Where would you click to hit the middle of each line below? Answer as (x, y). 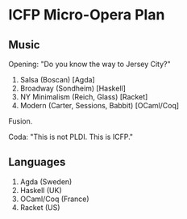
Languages (37, 162)
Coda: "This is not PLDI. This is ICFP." (71, 137)
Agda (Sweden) (46, 181)
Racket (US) (40, 207)
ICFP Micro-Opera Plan (87, 15)
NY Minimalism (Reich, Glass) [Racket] (84, 97)
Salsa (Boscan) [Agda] (57, 80)
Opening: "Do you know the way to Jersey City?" (89, 64)
